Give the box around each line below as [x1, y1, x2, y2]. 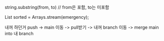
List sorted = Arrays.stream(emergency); [5, 14, 89, 20]
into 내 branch [5, 31, 34, 36]
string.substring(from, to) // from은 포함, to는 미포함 [5, 4, 109, 10]
